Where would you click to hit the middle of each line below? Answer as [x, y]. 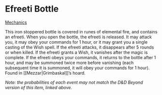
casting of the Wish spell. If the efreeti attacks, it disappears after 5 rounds [80, 47]
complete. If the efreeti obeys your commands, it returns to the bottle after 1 [81, 57]
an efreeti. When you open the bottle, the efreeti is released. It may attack [79, 37]
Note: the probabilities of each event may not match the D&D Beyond [74, 82]
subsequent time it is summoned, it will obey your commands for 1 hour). [77, 68]
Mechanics [16, 22]
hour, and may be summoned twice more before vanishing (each [69, 63]
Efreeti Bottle [32, 9]
